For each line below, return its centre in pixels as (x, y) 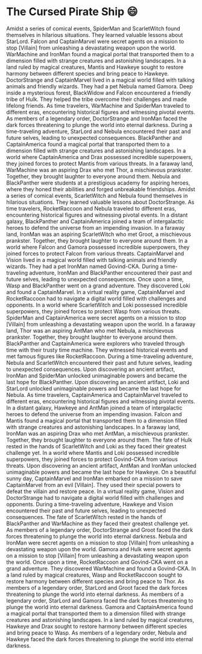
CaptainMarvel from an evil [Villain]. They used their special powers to (93, 485)
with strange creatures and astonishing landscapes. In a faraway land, (93, 427)
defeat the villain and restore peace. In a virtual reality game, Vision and (95, 491)
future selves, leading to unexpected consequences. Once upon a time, (95, 279)
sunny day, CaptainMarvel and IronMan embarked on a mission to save (94, 478)
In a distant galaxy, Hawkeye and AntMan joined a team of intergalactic (94, 408)
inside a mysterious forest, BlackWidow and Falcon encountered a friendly (99, 93)
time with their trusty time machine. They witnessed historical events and (97, 350)
